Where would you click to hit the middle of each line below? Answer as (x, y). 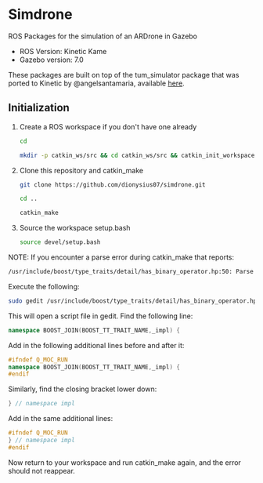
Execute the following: (44, 286)
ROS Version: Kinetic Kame (63, 51)
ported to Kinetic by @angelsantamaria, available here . (97, 83)
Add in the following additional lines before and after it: (96, 345)
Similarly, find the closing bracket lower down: (83, 389)
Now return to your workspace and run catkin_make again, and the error (124, 462)
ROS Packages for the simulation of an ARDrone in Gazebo (103, 36)
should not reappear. (42, 470)
